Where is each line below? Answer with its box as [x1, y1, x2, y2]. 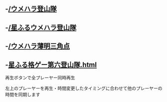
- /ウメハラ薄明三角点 [5, 42, 70, 50]
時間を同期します [5, 91, 40, 97]
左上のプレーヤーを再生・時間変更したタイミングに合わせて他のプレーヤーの [5, 85, 163, 91]
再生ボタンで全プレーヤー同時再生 [5, 74, 75, 80]
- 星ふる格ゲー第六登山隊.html [5, 60, 97, 69]
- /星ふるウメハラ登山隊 [5, 23, 76, 31]
